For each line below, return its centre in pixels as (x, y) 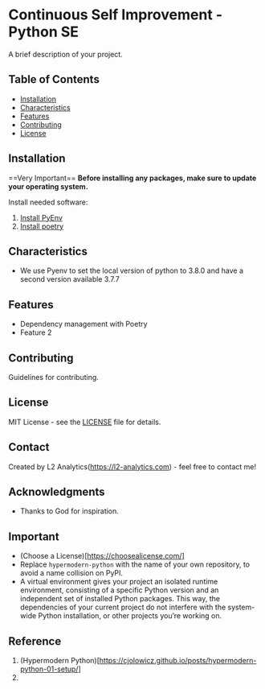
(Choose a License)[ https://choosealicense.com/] (102, 556)
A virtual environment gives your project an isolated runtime (119, 582)
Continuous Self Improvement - (116, 15)
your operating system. (48, 186)
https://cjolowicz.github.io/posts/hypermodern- (178, 661)
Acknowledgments (57, 492)
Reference (35, 641)
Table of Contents (54, 79)
